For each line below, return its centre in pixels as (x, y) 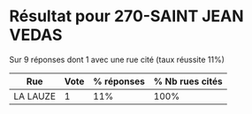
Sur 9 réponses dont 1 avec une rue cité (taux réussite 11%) (117, 59)
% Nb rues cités (188, 81)
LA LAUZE (34, 96)
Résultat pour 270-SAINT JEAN (127, 16)
